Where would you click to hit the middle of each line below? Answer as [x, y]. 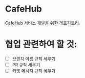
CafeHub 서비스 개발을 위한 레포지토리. [43, 23]
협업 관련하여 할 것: [41, 44]
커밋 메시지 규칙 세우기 [34, 71]
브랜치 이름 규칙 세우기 [34, 59]
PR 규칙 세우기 [26, 64]
